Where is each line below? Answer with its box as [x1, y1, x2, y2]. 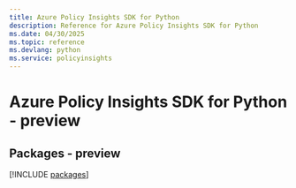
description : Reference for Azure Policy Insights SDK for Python [9, 21, 259, 30]
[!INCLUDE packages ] [9, 169, 89, 179]
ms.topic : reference [9, 37, 86, 47]
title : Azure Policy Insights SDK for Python [9, 12, 179, 22]
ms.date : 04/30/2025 [9, 29, 86, 38]
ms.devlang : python [9, 46, 81, 55]
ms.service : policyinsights [9, 54, 113, 63]
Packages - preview [9, 146, 121, 161]
